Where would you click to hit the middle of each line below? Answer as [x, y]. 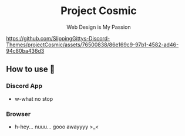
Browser [18, 114]
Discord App [24, 86]
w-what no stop [34, 98]
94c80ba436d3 [25, 50]
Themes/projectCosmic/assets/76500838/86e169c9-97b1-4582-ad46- [92, 45]
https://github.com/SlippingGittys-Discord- [58, 38]
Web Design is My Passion [99, 27]
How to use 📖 [31, 69]
